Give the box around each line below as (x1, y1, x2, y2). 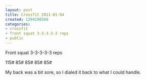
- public (5, 36, 24, 41)
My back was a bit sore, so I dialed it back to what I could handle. (5, 69, 141, 75)
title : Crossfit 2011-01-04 (5, 12, 65, 17)
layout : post (5, 7, 33, 13)
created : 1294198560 (5, 17, 49, 22)
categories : (5, 21, 30, 27)
